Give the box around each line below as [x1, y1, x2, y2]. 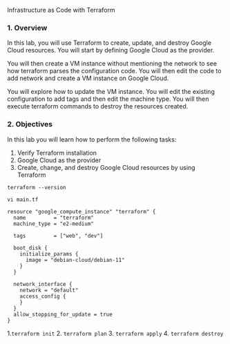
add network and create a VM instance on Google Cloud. [7, 74, 169, 82]
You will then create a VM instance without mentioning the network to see [7, 59, 218, 68]
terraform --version [7, 184, 67, 191]
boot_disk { [13, 245, 48, 251]
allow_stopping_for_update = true [13, 311, 113, 318]
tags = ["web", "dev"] [13, 232, 104, 239]
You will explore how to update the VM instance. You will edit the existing [7, 88, 215, 96]
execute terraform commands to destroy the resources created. [7, 102, 189, 111]
